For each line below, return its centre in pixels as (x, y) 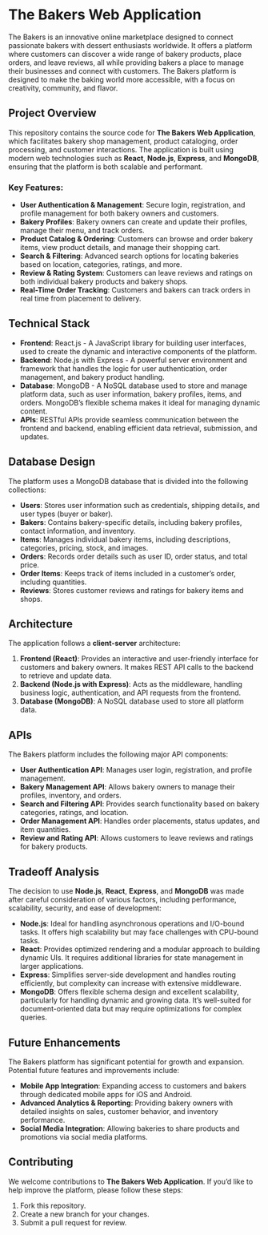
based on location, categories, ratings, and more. (101, 264)
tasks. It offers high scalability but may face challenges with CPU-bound (139, 932)
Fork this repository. (53, 1205)
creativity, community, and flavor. (63, 88)
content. (34, 411)
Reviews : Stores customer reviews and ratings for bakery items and (132, 590)
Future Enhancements (65, 1042)
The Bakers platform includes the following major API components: (118, 754)
